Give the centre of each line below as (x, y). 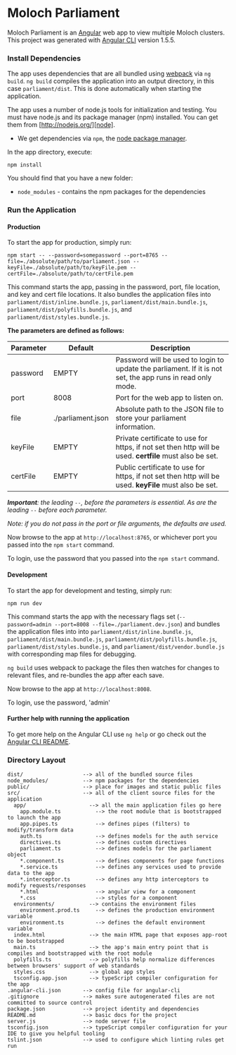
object (17, 855)
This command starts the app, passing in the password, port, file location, (114, 287)
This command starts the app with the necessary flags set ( (93, 616)
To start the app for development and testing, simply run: (90, 590)
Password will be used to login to (170, 360)
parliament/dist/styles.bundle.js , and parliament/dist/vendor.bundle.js (116, 646)
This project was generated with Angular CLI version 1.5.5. (91, 39)
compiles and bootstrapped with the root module (80, 953)
